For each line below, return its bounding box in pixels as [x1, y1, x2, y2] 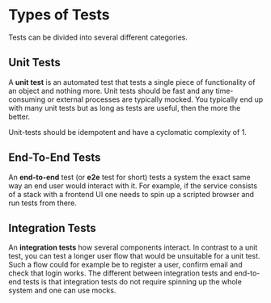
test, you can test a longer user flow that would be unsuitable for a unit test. [8, 251, 260, 261]
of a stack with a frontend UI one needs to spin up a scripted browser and [8, 189, 255, 199]
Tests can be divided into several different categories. [8, 32, 188, 42]
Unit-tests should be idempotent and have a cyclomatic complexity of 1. [8, 127, 247, 137]
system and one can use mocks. [8, 285, 116, 296]
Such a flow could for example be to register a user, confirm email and [8, 260, 243, 270]
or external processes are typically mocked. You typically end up [47, 95, 264, 104]
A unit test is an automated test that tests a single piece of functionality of [8, 77, 256, 86]
